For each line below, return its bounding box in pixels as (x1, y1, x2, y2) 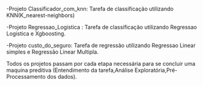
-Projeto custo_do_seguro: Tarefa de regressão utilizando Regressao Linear (6, 42, 196, 49)
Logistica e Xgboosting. (6, 30, 66, 37)
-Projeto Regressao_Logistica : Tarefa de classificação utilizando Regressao (6, 24, 197, 30)
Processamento (6, 73, 46, 80)
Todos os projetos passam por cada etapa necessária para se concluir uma (6, 60, 196, 67)
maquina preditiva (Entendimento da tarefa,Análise (6, 66, 134, 74)
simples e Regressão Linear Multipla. (6, 48, 99, 56)
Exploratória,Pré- (134, 66, 178, 74)
